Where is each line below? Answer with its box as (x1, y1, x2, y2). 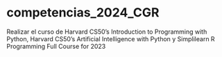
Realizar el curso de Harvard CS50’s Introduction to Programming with (6, 27, 207, 36)
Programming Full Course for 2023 (6, 42, 106, 50)
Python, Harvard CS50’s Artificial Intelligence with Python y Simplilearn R (6, 34, 216, 43)
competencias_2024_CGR (6, 5, 160, 21)
